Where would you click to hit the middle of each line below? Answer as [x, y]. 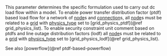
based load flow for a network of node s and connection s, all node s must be [83, 18]
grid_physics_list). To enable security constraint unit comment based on [80, 28]
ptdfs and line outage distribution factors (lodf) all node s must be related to [83, 33]
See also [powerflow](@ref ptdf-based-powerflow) [58, 48]
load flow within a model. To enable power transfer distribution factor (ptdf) [83, 12]
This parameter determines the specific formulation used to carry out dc [80, 7]
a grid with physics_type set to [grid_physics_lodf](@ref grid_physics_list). [82, 39]
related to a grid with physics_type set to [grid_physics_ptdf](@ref [74, 23]
